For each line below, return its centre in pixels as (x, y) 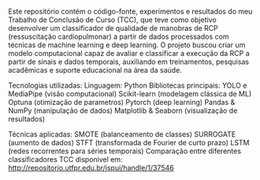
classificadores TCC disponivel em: (66, 159)
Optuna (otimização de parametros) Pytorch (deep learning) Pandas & (122, 102)
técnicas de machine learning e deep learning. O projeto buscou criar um (127, 45)
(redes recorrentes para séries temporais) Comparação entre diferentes (125, 151)
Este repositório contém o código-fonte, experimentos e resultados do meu (130, 11)
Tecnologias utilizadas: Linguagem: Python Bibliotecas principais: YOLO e (128, 85)
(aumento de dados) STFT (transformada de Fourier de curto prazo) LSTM (129, 142)
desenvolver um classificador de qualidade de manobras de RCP (113, 28)
